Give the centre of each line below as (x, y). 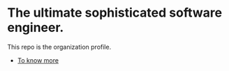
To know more (38, 60)
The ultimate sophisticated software (114, 13)
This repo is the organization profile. (59, 47)
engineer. (36, 27)
